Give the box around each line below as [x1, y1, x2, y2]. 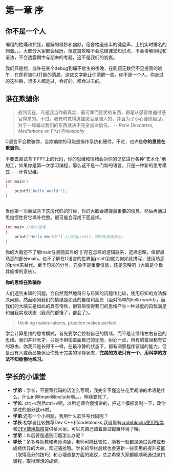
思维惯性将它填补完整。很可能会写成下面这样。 [5, 214, 104, 221]
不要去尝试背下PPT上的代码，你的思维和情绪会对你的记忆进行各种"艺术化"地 [5, 155, 166, 162]
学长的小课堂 [5, 372, 46, 381]
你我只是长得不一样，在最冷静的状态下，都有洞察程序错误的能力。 [23, 343, 162, 349]
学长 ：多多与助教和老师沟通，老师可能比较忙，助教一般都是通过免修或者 [12, 438, 165, 445]
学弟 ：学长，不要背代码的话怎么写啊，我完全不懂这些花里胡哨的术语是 [12, 387, 161, 393]
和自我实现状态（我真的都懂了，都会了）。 [5, 309, 93, 315]
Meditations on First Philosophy [17, 128, 85, 134]
